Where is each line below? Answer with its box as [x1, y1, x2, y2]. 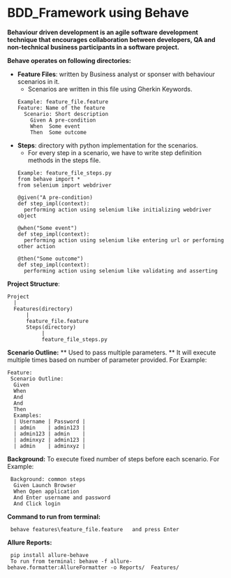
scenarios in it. [17, 77, 60, 85]
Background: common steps [10, 475, 86, 483]
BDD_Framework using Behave [7, 5, 190, 21]
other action [17, 243, 56, 250]
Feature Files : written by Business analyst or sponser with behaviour [17, 70, 215, 78]
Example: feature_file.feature [17, 98, 109, 106]
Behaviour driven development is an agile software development [7, 28, 199, 36]
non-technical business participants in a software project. [7, 43, 180, 51]
